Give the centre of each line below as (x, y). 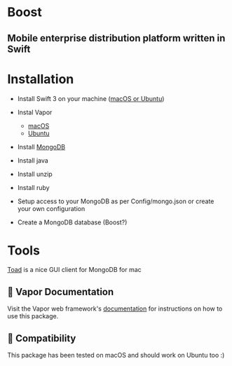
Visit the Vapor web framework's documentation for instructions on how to (115, 309)
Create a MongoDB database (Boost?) (72, 222)
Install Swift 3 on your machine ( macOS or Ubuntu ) (91, 98)
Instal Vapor (35, 112)
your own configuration (51, 208)
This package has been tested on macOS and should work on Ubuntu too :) (116, 355)
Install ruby (34, 187)
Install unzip (35, 174)
